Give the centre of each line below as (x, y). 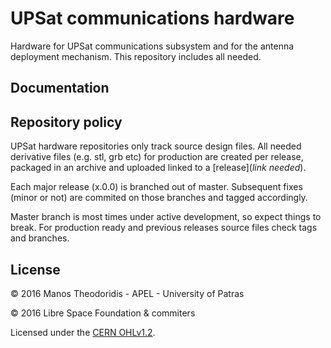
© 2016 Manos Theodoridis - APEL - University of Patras (127, 293)
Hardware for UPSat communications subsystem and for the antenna (152, 46)
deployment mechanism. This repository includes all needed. (136, 56)
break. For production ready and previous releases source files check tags (164, 228)
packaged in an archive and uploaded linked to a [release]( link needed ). (158, 168)
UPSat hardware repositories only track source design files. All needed (156, 146)
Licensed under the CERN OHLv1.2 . (83, 332)
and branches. (40, 238)
